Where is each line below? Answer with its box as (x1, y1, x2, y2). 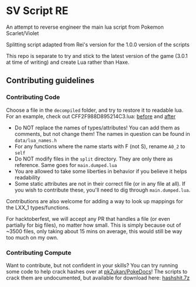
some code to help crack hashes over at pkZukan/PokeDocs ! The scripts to (6, 268, 188, 275)
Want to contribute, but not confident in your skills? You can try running (6, 262, 178, 269)
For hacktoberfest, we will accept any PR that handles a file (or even (6, 215, 171, 222)
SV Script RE (6, 4, 68, 18)
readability (14, 174, 40, 181)
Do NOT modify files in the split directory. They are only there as (14, 155, 173, 162)
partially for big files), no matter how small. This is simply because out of (6, 221, 181, 228)
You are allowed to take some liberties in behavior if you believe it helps (14, 168, 187, 175)
